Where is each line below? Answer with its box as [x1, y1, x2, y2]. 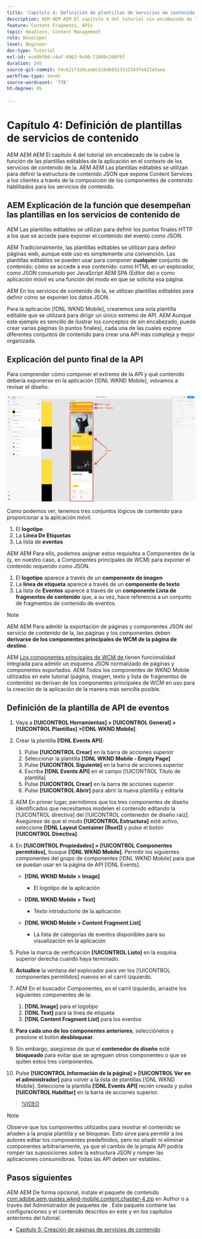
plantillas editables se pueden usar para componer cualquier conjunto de [7, 256, 188, 263]
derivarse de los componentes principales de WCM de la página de [7, 636, 177, 643]
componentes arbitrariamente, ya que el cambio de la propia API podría [7, 1142, 183, 1150]
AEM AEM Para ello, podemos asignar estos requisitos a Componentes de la [7, 550, 195, 557]
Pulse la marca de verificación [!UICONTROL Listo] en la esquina [15, 949, 177, 956]
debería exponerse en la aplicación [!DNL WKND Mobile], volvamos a [7, 377, 179, 384]
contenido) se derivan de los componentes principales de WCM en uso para [7, 679, 195, 686]
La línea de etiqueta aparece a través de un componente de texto [15, 581, 180, 588]
